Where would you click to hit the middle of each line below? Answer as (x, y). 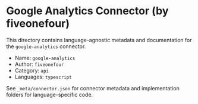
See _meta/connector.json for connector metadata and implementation (93, 88)
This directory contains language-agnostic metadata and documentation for (99, 40)
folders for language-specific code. (50, 94)
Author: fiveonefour (39, 64)
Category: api (32, 70)
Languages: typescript (43, 77)
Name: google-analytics (45, 58)
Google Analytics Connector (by (87, 11)
